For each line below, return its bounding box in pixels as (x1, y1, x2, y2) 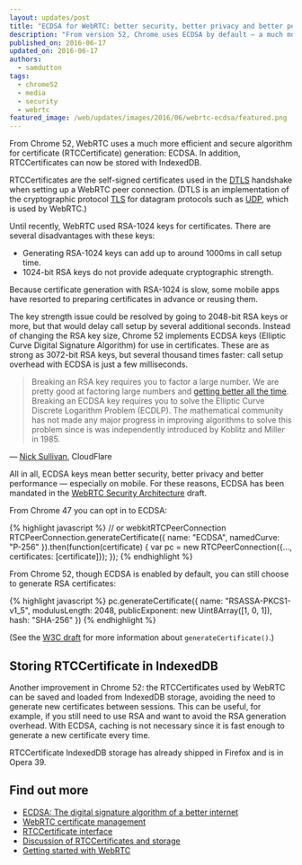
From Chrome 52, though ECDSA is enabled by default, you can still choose (9, 568, 289, 580)
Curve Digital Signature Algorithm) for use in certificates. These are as (9, 340, 270, 351)
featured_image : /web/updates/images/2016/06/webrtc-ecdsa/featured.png (9, 113, 288, 122)
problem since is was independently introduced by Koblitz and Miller (31, 424, 285, 435)
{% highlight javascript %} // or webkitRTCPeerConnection (9, 522, 226, 533)
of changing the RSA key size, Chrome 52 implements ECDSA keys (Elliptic (9, 330, 287, 342)
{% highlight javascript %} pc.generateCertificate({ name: (9, 595, 224, 607)
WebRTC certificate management (22, 816, 147, 827)
